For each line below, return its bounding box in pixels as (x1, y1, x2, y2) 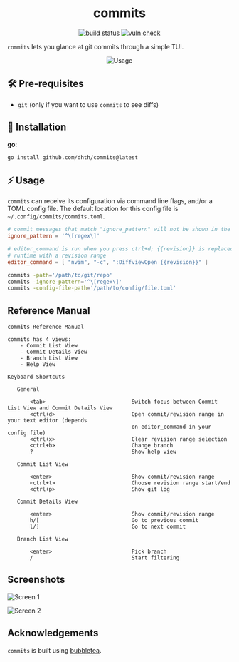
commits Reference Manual (7, 323, 84, 331)
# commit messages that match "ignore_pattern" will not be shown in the (7, 226, 231, 233)
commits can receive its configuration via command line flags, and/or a (7, 197, 213, 205)
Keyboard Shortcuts (7, 373, 65, 381)
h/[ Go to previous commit (29, 517, 199, 524)
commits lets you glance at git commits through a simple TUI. (7, 42, 184, 51)
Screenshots (7, 574, 65, 586)
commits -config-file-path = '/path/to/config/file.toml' (7, 285, 176, 292)
